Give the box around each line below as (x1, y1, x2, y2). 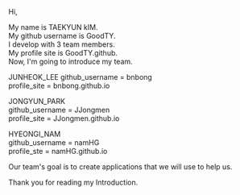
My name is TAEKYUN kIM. (8, 23, 98, 31)
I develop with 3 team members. (8, 39, 115, 49)
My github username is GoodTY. (8, 31, 116, 40)
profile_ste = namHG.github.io (8, 147, 108, 156)
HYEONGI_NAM (8, 129, 61, 139)
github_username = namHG (8, 138, 100, 147)
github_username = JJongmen (8, 105, 110, 114)
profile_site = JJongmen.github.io (8, 114, 120, 123)
